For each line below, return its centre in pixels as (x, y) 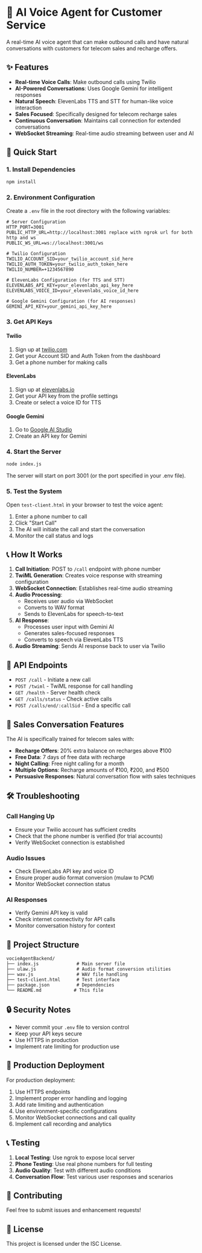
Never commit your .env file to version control (72, 1027)
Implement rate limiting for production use (67, 1046)
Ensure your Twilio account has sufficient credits (75, 829)
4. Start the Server (34, 452)
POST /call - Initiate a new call (53, 680)
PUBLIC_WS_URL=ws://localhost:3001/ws (55, 243)
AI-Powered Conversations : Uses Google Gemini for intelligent (94, 88)
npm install (21, 182)
